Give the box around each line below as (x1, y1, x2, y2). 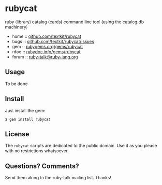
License (5, 130, 29, 138)
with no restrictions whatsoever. (5, 148, 69, 154)
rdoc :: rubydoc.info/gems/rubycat (12, 49, 81, 55)
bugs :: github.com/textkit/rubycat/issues (12, 38, 94, 44)
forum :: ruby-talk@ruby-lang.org (12, 54, 78, 59)
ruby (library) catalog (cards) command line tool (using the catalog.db (5, 19, 144, 25)
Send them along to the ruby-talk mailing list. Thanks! (5, 175, 111, 181)
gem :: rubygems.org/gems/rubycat (12, 43, 83, 49)
